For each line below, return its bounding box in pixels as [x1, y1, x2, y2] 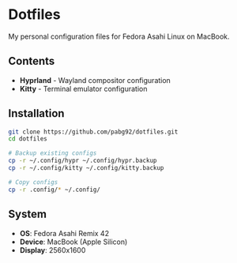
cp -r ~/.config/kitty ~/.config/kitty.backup [8, 164, 164, 172]
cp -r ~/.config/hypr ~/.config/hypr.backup [8, 156, 157, 165]
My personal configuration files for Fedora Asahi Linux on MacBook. [8, 32, 231, 41]
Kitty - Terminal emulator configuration [19, 84, 148, 93]
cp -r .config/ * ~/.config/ [8, 186, 101, 193]
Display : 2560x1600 [19, 245, 86, 254]
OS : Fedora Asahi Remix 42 [19, 228, 109, 238]
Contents [8, 54, 55, 68]
